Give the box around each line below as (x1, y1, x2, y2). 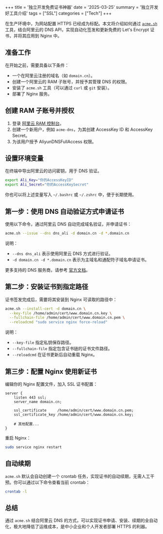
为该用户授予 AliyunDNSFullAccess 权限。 (12, 138, 96, 145)
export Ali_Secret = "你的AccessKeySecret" (5, 182, 89, 187)
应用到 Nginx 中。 (26, 33, 62, 38)
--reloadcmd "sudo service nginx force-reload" (9, 320, 108, 325)
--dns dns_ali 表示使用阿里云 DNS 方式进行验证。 (12, 250, 113, 257)
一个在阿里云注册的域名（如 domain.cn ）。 (12, 73, 95, 78)
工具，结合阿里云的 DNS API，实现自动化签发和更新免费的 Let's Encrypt (5, 27, 149, 33)
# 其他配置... (14, 422, 39, 426)
